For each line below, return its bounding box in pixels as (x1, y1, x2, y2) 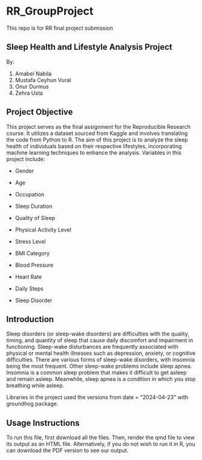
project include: (6, 155, 45, 162)
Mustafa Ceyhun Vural (15, 76, 71, 83)
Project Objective (6, 107, 73, 117)
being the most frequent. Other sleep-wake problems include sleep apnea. (6, 363, 192, 370)
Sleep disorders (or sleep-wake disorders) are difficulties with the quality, (6, 330, 189, 338)
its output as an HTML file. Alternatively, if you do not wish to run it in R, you (6, 441, 195, 448)
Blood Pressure (15, 261, 54, 269)
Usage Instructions (6, 417, 80, 428)
